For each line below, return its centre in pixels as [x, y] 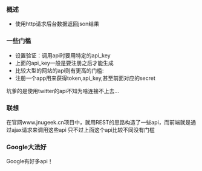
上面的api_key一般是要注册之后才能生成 [64, 63]
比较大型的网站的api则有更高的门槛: [59, 70]
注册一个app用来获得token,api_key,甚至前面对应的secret [85, 78]
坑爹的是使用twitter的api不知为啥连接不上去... [63, 91]
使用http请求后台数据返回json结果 [57, 24]
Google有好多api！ [30, 161]
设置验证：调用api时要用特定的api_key [63, 55]
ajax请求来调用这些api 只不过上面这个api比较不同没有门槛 [83, 130]
